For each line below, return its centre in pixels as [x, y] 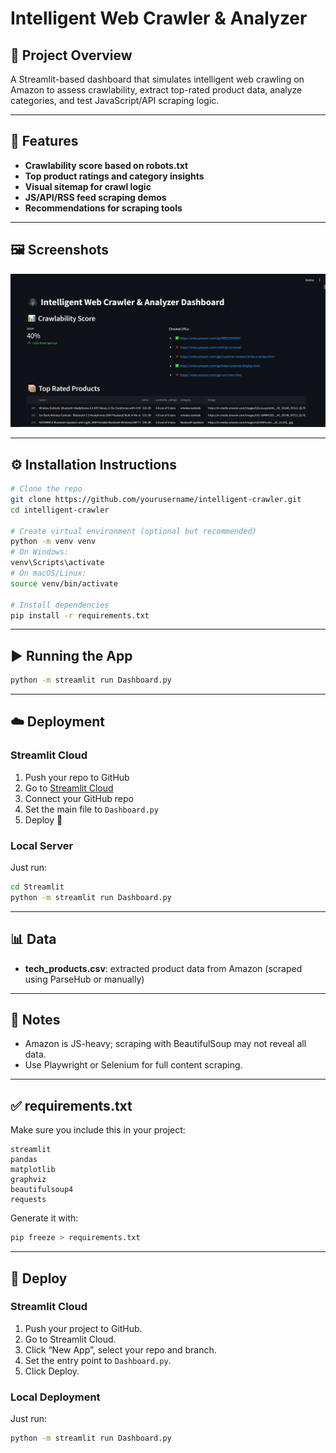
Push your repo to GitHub [77, 777]
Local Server [42, 845]
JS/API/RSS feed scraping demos [95, 197]
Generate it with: [44, 1218]
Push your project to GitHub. [83, 1328]
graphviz [28, 1180]
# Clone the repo [46, 489]
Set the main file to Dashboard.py [91, 809]
